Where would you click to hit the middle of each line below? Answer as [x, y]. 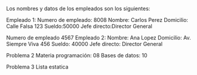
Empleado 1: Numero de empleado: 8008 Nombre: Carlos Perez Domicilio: [97, 20]
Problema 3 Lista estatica [37, 67]
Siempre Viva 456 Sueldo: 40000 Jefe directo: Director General [84, 44]
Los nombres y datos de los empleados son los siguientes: [78, 9]
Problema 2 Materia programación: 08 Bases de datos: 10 [77, 55]
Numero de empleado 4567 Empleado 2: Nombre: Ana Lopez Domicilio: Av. [98, 37]
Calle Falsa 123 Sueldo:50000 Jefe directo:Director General [79, 26]
